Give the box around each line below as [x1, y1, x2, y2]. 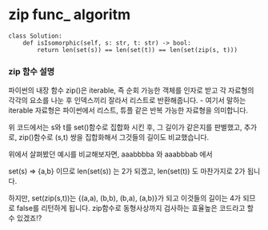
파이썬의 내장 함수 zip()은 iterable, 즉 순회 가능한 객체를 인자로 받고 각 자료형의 [8, 85, 254, 95]
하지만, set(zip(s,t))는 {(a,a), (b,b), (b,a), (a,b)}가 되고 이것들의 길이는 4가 [8, 193, 242, 203]
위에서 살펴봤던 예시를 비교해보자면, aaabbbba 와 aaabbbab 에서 [8, 149, 214, 159]
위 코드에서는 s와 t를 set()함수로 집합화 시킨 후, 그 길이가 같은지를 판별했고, [8, 122, 242, 133]
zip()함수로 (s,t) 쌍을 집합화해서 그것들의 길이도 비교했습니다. [18, 133, 210, 142]
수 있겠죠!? [8, 213, 42, 223]
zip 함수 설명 [8, 65, 55, 77]
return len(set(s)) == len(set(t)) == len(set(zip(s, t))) [37, 46, 238, 54]
